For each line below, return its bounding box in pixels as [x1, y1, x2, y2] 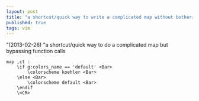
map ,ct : [6, 59, 31, 65]
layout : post [6, 8, 38, 15]
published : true [6, 19, 46, 25]
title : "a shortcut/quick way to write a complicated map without [6, 14, 174, 20]
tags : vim [6, 25, 31, 31]
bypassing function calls [6, 48, 66, 55]
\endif [17, 85, 33, 91]
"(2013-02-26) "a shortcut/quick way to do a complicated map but [6, 41, 169, 48]
